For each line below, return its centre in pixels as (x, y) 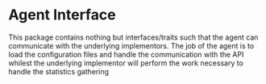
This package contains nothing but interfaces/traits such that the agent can (133, 37)
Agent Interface (62, 15)
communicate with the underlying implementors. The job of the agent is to (131, 45)
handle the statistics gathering (59, 71)
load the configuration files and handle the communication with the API (126, 54)
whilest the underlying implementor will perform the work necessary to (126, 63)
